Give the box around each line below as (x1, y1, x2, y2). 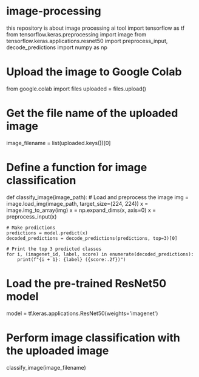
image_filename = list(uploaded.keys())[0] (6, 139, 111, 146)
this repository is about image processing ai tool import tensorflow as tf (6, 24, 185, 32)
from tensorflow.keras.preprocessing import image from (6, 30, 147, 38)
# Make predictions (6, 225, 56, 231)
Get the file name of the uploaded (6, 106, 178, 120)
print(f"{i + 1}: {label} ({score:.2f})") (17, 256, 126, 262)
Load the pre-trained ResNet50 (6, 276, 167, 290)
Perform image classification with (6, 331, 180, 344)
